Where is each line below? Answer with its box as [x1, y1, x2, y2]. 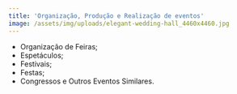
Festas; [19, 67, 45, 77]
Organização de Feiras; [19, 41, 99, 51]
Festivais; [19, 58, 53, 69]
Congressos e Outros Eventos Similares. [19, 76, 154, 86]
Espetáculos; [19, 50, 64, 60]
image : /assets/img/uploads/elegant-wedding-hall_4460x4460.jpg [8, 19, 230, 28]
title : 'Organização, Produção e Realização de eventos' [8, 11, 205, 20]
